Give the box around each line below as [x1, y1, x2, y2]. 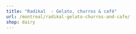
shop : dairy [6, 19, 35, 25]
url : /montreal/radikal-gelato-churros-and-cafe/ [6, 14, 131, 20]
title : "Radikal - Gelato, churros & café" [6, 8, 117, 14]
